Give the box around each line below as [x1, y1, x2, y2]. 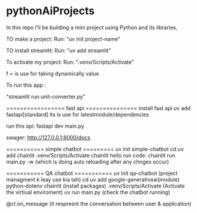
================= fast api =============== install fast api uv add [6, 104, 191, 111]
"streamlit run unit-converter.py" [6, 93, 86, 100]
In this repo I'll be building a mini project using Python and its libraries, [6, 24, 178, 31]
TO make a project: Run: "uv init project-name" [6, 35, 120, 42]
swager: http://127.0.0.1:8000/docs [6, 134, 91, 141]
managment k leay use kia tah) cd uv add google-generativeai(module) [6, 176, 180, 183]
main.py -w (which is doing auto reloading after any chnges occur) [6, 158, 169, 165]
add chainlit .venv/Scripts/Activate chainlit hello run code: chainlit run [6, 152, 176, 159]
